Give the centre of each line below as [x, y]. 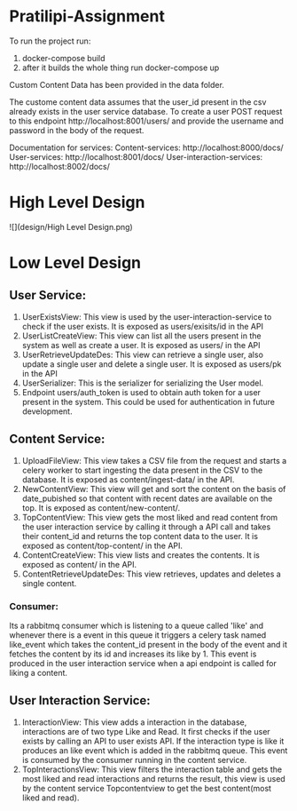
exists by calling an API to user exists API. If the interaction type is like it [153, 741]
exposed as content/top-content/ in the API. [102, 545]
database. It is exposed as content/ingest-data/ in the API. [128, 479]
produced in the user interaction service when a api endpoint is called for [143, 663]
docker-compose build [63, 58]
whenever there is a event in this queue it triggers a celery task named [138, 635]
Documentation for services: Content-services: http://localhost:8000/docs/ [146, 147]
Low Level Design [75, 263]
